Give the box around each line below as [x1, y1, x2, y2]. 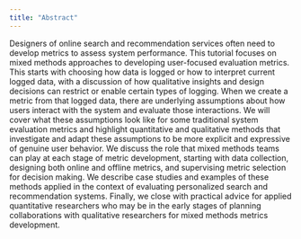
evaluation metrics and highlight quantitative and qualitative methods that [9, 123, 281, 135]
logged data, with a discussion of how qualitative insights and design [9, 75, 265, 86]
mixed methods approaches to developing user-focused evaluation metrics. [9, 57, 290, 67]
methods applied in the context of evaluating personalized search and [9, 181, 268, 191]
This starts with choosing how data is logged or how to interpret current [9, 66, 276, 77]
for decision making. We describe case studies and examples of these [9, 172, 270, 182]
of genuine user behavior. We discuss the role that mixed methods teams [9, 143, 280, 154]
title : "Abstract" [9, 13, 78, 22]
